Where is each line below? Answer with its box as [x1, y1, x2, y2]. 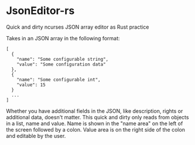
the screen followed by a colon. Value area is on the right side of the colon [6, 126, 186, 133]
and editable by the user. [6, 132, 66, 139]
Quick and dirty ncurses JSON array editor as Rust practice [6, 23, 149, 30]
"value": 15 [16, 82, 46, 88]
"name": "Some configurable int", [16, 77, 101, 82]
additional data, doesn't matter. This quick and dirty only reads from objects [6, 113, 189, 120]
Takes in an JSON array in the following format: [6, 34, 120, 42]
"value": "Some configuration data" [16, 61, 107, 67]
